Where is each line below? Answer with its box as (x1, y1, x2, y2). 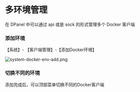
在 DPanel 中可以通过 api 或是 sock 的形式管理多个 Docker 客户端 (5, 21, 135, 27)
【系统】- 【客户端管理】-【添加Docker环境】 (5, 47, 97, 53)
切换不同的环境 (5, 70, 40, 76)
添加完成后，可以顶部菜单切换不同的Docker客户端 (5, 81, 105, 88)
